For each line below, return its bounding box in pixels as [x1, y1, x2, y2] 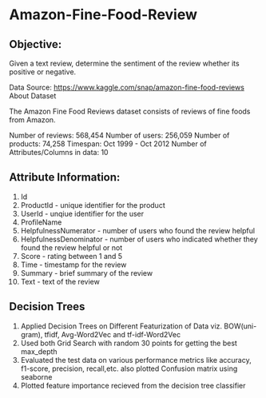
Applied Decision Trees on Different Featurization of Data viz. [20, 321, 223, 331]
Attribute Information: [9, 170, 121, 185]
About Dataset [9, 91, 57, 101]
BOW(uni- [224, 321, 257, 331]
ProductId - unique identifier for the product [20, 200, 166, 209]
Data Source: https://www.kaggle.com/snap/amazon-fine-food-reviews [9, 82, 244, 92]
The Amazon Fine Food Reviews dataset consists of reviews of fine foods [9, 106, 251, 116]
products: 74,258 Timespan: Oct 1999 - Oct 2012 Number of [9, 139, 207, 149]
